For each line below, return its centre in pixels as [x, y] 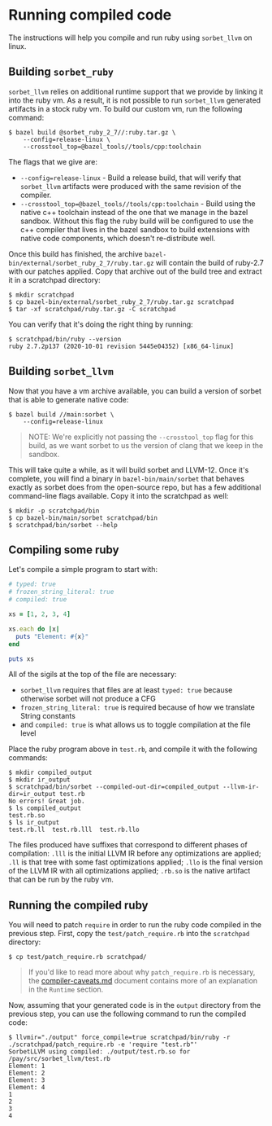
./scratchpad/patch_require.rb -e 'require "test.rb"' [103, 1045]
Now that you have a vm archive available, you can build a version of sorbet [135, 391]
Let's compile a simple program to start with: [83, 570]
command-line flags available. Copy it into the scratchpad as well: [119, 495]
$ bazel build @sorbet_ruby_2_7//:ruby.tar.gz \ [92, 132]
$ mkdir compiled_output [50, 773]
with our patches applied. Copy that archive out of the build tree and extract [135, 271]
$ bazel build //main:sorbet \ [61, 414]
